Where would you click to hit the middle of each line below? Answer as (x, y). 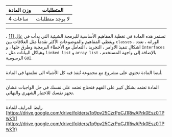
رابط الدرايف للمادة (24, 107)
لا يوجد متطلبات (53, 19)
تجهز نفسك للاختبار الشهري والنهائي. (40, 93)
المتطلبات (53, 10)
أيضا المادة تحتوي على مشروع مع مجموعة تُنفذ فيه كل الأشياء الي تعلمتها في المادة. (84, 73)
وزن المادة (20, 10)
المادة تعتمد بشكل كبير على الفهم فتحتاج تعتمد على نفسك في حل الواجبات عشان (82, 87)
